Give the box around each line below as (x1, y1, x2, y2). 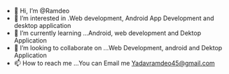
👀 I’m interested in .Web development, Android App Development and (13, 14, 215, 22)
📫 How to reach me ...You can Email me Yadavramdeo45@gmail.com (13, 59, 215, 67)
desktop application (13, 22, 71, 29)
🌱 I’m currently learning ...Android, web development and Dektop (13, 29, 202, 37)
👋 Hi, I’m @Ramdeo (13, 7, 70, 15)
